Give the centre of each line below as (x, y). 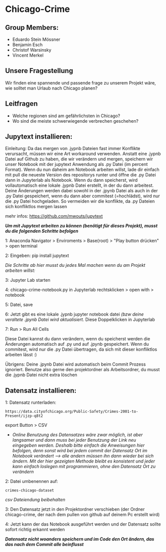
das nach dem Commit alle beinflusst (45, 545)
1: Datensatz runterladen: (31, 402)
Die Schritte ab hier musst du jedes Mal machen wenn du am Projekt (75, 265)
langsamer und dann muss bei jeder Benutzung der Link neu (74, 440)
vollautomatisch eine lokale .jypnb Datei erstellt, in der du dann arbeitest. (80, 185)
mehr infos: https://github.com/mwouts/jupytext (54, 216)
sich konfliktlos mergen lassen (36, 207)
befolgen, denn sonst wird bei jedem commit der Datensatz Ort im (80, 451)
